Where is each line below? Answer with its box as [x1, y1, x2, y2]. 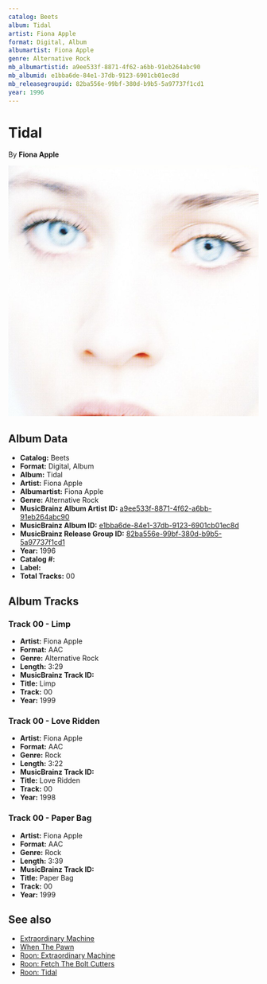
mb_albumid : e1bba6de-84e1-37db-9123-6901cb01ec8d [8, 72, 180, 80]
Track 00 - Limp [8, 618, 72, 629]
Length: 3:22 [19, 759, 64, 768]
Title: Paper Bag [19, 873, 74, 882]
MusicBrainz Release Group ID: [19, 529, 125, 539]
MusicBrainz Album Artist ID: [19, 504, 118, 513]
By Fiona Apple [8, 150, 60, 159]
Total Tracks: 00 [19, 571, 75, 581]
